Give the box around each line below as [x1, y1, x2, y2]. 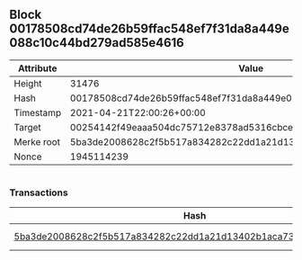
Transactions [9, 186, 69, 199]
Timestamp [13, 106, 62, 119]
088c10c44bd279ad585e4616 [9, 35, 184, 50]
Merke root [13, 135, 61, 148]
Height [13, 76, 42, 89]
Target [13, 121, 42, 133]
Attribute [17, 62, 58, 75]
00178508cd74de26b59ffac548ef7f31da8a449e [9, 22, 289, 37]
